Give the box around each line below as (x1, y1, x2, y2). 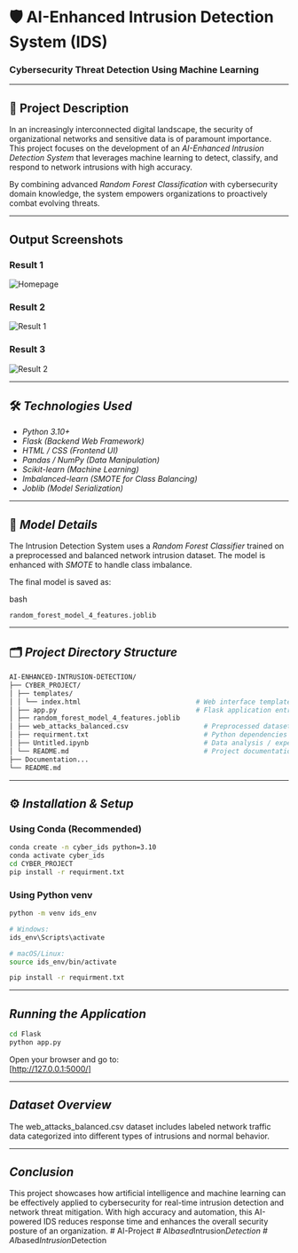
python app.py (9, 1037, 62, 1047)
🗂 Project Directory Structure (9, 644, 177, 659)
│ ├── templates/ (9, 689, 74, 697)
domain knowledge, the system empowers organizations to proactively (9, 188, 268, 200)
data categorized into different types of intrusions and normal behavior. (9, 1131, 271, 1141)
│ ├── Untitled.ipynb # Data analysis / (9, 738, 272, 748)
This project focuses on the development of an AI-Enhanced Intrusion (9, 143, 264, 154)
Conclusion (9, 1164, 74, 1180)
